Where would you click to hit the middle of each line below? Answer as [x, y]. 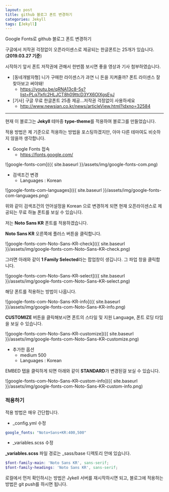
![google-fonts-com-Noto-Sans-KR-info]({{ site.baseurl [63, 302]
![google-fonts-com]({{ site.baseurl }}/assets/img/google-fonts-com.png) [81, 165]
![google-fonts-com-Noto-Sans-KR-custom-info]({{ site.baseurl [71, 381]
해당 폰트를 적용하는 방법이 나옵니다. [41, 292]
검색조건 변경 [25, 175]
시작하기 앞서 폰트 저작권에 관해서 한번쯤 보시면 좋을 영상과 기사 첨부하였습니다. [83, 66]
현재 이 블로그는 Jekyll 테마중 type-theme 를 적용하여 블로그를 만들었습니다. [81, 121]
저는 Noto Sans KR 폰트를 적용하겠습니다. [47, 223]
